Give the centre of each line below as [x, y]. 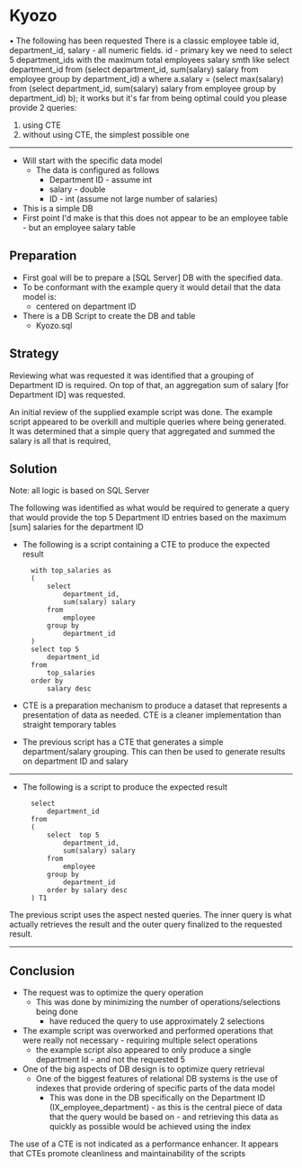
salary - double [77, 189]
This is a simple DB [58, 208]
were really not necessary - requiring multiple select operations [140, 1040]
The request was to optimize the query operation [113, 992]
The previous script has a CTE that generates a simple [123, 742]
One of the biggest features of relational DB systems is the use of [157, 1079]
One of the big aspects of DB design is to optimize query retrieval [143, 1069]
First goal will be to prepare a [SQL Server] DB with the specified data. [152, 277]
